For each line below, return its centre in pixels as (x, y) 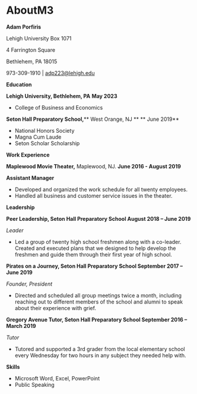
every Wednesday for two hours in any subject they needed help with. (100, 355)
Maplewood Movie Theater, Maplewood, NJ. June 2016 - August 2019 (93, 166)
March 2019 (21, 326)
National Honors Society (45, 130)
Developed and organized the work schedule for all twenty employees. (101, 189)
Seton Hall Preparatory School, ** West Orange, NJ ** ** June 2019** (93, 119)
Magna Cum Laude (38, 137)
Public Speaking (34, 384)
